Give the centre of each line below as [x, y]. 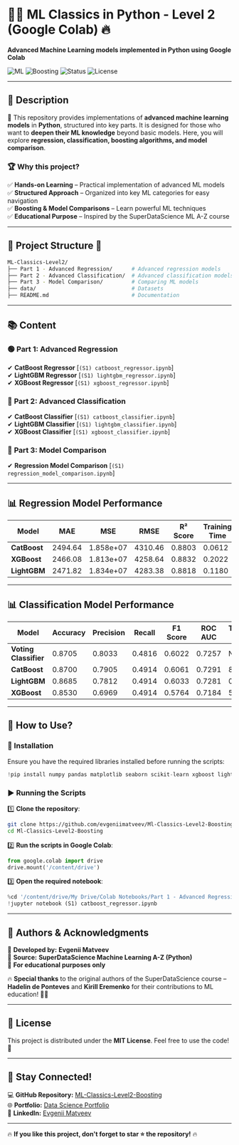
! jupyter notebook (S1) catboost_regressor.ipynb [83, 904]
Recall [145, 633]
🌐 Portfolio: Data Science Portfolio [58, 1105]
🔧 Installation [31, 746]
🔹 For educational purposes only [57, 965]
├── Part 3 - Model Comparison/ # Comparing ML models [103, 282]
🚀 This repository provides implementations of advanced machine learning [118, 117]
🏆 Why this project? [43, 167]
